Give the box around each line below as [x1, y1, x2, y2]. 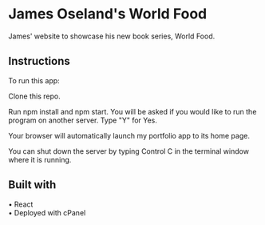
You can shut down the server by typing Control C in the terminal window [8, 146, 250, 156]
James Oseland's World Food [8, 5, 208, 23]
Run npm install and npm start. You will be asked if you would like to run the [8, 106, 257, 116]
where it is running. [8, 155, 72, 164]
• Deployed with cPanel [8, 207, 86, 217]
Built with [8, 178, 57, 192]
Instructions [8, 54, 70, 68]
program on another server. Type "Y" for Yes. [8, 115, 158, 125]
